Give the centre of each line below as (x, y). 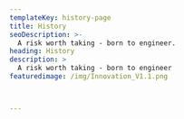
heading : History (42, 51)
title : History (38, 26)
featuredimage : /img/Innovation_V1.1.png (89, 77)
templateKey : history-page (60, 18)
